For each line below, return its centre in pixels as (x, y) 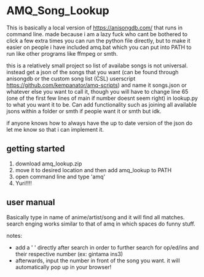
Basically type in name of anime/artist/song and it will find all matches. (96, 217)
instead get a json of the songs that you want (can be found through (93, 72)
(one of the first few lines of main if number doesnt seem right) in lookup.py (102, 98)
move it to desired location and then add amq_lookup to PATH (93, 170)
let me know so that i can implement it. (55, 129)
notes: (14, 235)
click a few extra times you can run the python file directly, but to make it (98, 40)
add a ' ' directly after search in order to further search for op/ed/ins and (107, 247)
